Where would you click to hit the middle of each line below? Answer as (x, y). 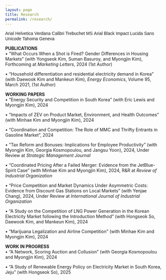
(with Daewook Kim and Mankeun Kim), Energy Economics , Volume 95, (78, 79)
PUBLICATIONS (21, 49)
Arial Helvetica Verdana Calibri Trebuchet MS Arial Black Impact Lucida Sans (80, 34)
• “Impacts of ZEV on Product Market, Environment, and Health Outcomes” (82, 115)
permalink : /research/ (29, 19)
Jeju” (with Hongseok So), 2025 (38, 272)
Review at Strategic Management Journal (48, 155)
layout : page (19, 10)
